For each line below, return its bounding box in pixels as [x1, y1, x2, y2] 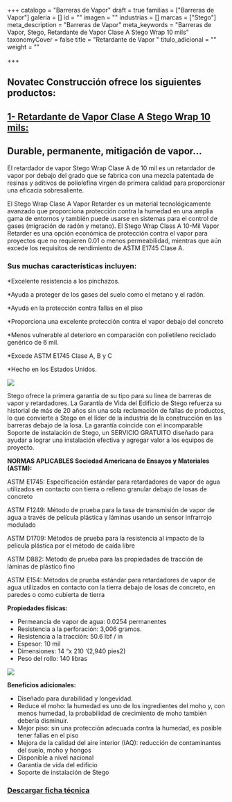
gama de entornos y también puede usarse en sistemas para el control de [7, 214, 218, 222]
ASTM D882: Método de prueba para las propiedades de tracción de [7, 555, 204, 563]
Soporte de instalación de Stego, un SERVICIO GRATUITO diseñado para [7, 428, 214, 436]
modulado [7, 521, 36, 529]
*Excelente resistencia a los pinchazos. [7, 277, 120, 285]
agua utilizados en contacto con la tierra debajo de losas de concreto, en [7, 583, 216, 591]
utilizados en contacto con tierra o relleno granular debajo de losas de [7, 484, 208, 493]
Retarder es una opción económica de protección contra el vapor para [7, 229, 208, 237]
